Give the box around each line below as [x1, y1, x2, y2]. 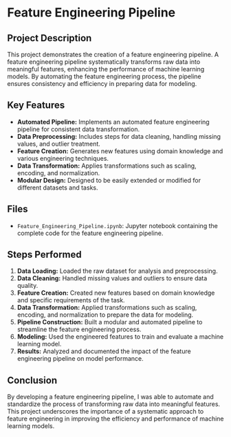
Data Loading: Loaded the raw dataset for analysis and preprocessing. [16, 267, 218, 276]
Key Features [7, 100, 65, 111]
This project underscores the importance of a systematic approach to [7, 407, 204, 416]
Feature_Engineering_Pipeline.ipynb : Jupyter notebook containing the [16, 221, 218, 229]
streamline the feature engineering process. [16, 325, 142, 334]
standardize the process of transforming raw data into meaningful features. [7, 400, 221, 408]
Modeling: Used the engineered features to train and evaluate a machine [16, 333, 224, 341]
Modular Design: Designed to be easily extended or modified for [16, 176, 201, 184]
